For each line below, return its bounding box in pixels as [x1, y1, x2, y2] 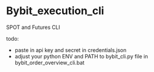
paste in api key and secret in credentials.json [14, 46, 127, 54]
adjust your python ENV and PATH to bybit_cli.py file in [14, 53, 148, 60]
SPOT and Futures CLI [6, 24, 60, 31]
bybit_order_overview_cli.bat [14, 59, 85, 66]
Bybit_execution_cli [6, 4, 105, 18]
